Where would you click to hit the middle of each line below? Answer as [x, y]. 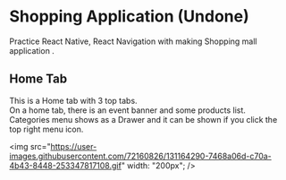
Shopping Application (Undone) [130, 17]
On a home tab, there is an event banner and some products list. [127, 110]
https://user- [74, 146]
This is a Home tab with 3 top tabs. [73, 100]
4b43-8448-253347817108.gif [66, 165]
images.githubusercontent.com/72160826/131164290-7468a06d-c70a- [141, 156]
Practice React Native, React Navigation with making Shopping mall [133, 41]
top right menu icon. [46, 129]
